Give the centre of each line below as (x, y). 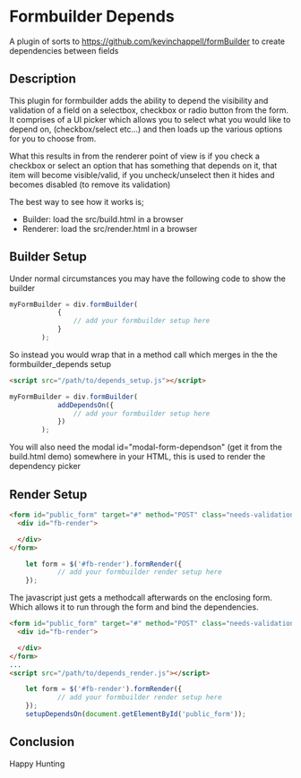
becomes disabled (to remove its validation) (90, 184)
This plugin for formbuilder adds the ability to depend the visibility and (139, 100)
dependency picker (45, 466)
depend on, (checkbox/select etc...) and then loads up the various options (146, 129)
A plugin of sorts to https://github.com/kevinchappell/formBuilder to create (147, 41)
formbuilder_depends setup (60, 363)
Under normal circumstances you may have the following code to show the (148, 278)
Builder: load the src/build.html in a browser (103, 219)
